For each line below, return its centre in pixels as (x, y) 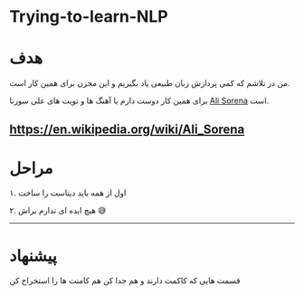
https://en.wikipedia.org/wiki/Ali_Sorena (127, 129)
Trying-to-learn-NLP (89, 17)
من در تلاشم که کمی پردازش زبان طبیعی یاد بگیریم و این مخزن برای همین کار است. (150, 83)
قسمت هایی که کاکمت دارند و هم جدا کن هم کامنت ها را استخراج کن (125, 281)
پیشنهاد (33, 256)
